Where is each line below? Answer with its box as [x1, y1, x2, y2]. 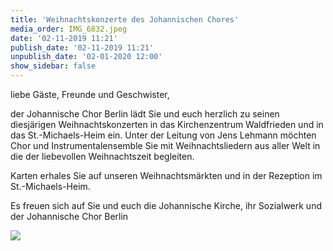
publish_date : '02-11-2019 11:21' [10, 42, 155, 53]
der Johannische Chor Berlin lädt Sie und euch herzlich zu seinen [10, 108, 280, 120]
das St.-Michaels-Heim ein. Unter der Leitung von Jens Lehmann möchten [10, 129, 317, 141]
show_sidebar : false [10, 61, 97, 71]
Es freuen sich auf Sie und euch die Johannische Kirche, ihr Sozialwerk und [10, 200, 322, 211]
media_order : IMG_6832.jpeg [10, 24, 128, 34]
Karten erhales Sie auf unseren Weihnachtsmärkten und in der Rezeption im [10, 170, 323, 181]
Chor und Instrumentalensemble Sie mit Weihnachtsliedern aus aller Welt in [10, 140, 321, 151]
